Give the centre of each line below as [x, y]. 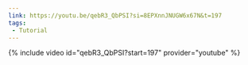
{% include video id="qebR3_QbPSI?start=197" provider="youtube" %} [124, 53]
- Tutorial [29, 30]
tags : [17, 23]
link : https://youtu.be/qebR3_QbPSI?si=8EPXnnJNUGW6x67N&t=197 [115, 15]
